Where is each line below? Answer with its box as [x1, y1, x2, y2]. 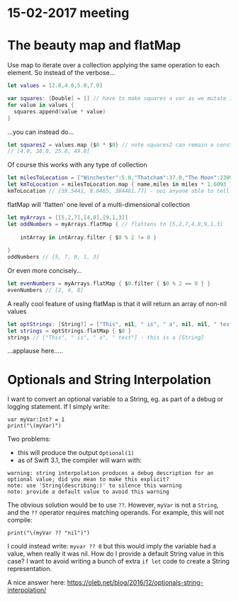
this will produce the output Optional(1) [17, 449, 135, 457]
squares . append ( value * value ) [13, 108, 106, 115]
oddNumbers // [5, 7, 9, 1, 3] [7, 254, 100, 261]
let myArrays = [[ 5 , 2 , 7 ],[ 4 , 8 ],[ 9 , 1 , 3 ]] [7, 214, 129, 221]
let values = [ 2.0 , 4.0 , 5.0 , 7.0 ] [7, 82, 103, 89]
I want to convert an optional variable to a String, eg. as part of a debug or [7, 395, 224, 403]
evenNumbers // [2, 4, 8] [7, 286, 84, 293]
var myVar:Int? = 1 [7, 416, 65, 423]
